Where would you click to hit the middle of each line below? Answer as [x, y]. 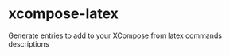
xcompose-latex [64, 14]
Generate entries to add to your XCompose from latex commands [115, 35]
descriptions [29, 43]
